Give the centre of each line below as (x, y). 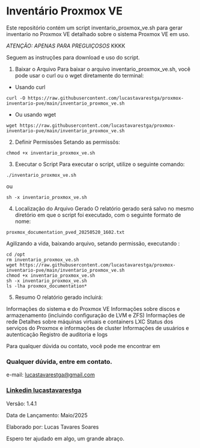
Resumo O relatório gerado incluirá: (59, 297)
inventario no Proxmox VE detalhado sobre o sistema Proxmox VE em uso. (98, 34)
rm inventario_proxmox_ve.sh (43, 260)
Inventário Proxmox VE (65, 11)
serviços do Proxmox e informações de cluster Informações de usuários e (98, 328)
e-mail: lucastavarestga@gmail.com (50, 375)
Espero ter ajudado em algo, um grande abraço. (65, 438)
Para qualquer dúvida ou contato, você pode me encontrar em (83, 346)
